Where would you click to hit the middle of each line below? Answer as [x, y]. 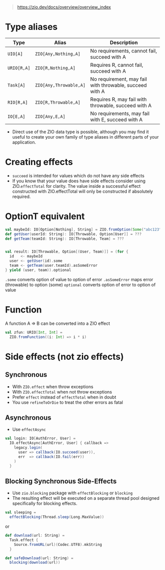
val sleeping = [21, 513]
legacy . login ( [28, 448]
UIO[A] [15, 54]
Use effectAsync [29, 429]
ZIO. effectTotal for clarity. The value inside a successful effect [76, 186]
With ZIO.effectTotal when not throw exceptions [62, 392]
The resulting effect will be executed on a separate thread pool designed [86, 498]
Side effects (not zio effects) [65, 356]
